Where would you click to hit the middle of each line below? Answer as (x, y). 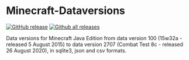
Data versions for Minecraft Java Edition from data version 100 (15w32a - (94, 38)
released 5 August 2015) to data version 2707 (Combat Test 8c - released (94, 44)
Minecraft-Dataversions (66, 11)
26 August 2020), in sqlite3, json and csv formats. (66, 50)
